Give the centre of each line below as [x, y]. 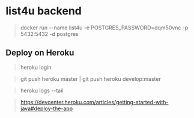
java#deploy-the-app [47, 108]
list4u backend [44, 11]
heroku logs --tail [42, 90]
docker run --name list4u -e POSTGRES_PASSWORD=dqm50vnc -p [104, 28]
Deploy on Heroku [40, 53]
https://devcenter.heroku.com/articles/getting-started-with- [94, 102]
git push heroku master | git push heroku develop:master [91, 78]
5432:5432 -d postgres [49, 34]
